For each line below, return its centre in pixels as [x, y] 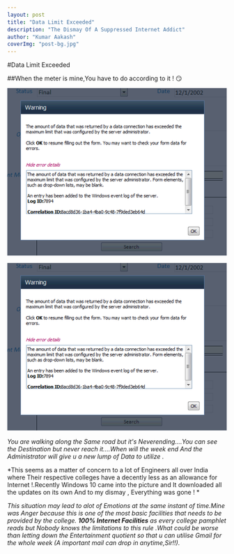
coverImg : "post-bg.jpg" [43, 44]
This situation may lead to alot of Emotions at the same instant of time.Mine [116, 505]
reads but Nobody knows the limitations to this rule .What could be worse [113, 527]
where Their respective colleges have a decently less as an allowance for [112, 477]
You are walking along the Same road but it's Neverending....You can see [112, 441]
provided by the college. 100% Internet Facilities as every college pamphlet [117, 521]
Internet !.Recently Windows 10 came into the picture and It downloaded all [115, 484]
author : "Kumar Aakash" [42, 37]
